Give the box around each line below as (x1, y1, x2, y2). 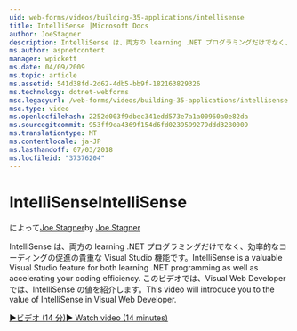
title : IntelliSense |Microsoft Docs (9, 21, 149, 30)
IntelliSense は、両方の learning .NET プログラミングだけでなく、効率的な (9, 241, 280, 252)
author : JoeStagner (9, 29, 82, 38)
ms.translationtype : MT (9, 129, 98, 138)
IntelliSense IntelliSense (9, 192, 188, 212)
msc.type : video (9, 104, 69, 113)
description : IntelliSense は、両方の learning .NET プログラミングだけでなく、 (9, 37, 292, 47)
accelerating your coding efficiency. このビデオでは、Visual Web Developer (9, 273, 286, 284)
